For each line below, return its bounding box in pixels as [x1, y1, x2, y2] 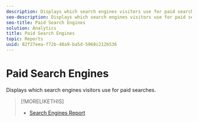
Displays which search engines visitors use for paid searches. [6, 86, 156, 93]
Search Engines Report [29, 109, 85, 116]
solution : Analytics [6, 25, 57, 31]
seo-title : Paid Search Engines [6, 19, 85, 25]
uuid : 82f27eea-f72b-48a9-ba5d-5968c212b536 [6, 42, 117, 48]
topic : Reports [6, 36, 44, 42]
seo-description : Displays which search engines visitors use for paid [6, 14, 186, 20]
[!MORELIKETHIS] [20, 98, 64, 105]
